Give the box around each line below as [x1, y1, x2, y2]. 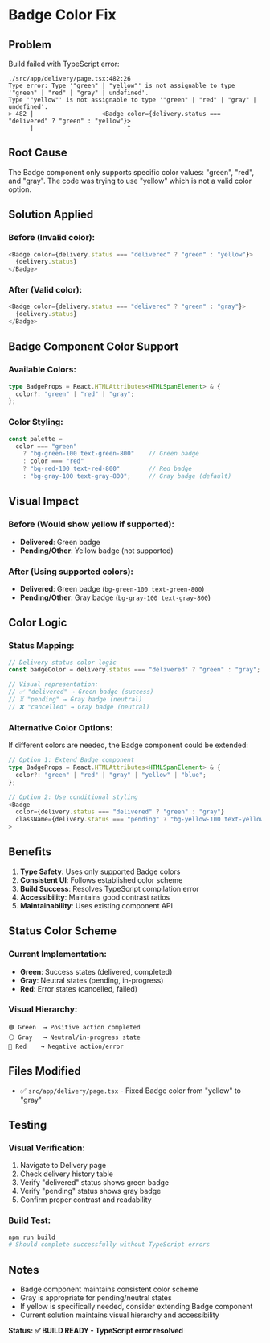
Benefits [8, 845, 52, 859]
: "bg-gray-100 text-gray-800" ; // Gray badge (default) [22, 472, 231, 480]
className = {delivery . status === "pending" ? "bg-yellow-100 [15, 816, 221, 824]
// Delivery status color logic [8, 659, 117, 667]
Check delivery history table [19, 1169, 114, 1179]
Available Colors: [8, 364, 76, 376]
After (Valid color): [8, 285, 83, 296]
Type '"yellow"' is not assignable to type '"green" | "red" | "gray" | [8, 96, 257, 104]
